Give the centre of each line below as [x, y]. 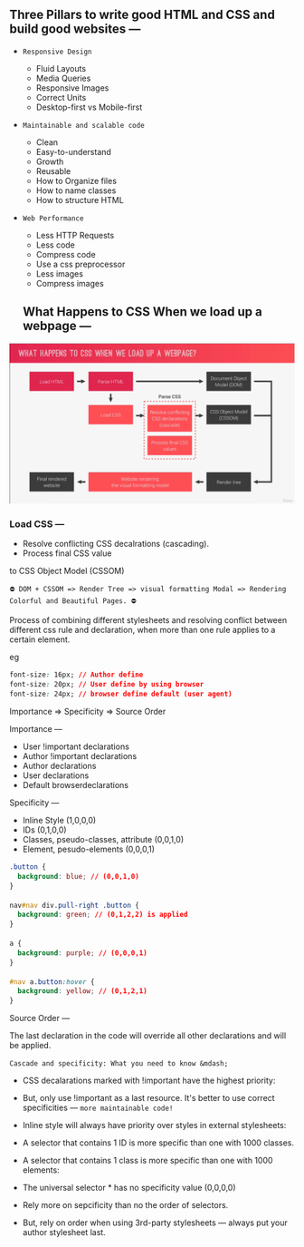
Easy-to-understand [73, 151]
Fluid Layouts [61, 68]
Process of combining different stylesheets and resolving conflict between [148, 620]
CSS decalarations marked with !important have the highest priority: [149, 1081]
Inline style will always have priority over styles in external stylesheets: [154, 1125]
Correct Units [61, 97]
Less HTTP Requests [75, 235]
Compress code [66, 254]
